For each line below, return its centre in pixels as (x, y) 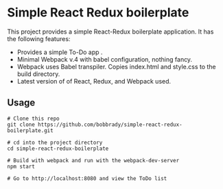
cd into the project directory (58, 142)
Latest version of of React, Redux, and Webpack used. (94, 81)
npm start (21, 166)
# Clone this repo (33, 118)
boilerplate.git (30, 130)
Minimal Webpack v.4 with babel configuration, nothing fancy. (105, 59)
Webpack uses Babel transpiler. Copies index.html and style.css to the (116, 66)
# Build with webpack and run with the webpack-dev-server (93, 160)
